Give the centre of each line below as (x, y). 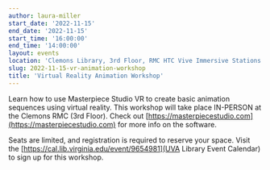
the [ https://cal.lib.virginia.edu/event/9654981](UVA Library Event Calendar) (135, 148)
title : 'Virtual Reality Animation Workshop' (86, 76)
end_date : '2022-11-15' (48, 31)
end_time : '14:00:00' (45, 46)
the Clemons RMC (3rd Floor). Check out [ (79, 116)
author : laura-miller (45, 16)
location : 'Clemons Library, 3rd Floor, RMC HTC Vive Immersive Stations (135, 61)
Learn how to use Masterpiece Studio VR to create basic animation (119, 98)
